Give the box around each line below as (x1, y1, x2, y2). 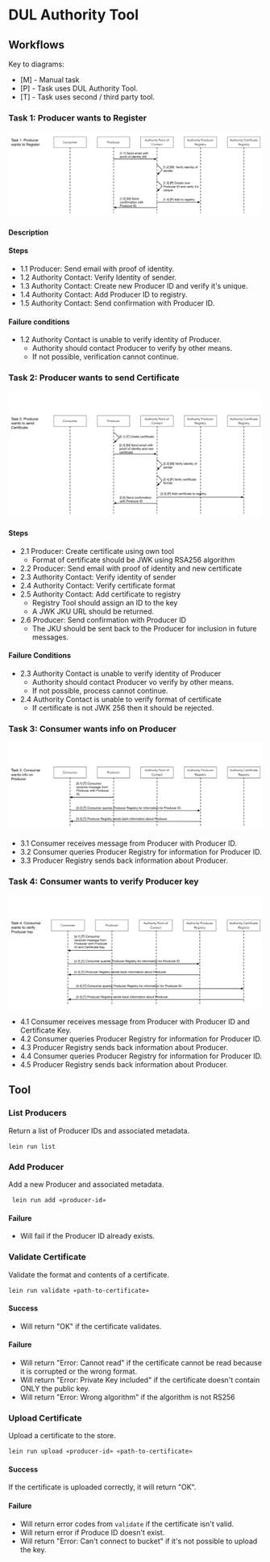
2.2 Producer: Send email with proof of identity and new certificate (19, 564, 243, 573)
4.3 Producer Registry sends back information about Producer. (19, 1043, 228, 1053)
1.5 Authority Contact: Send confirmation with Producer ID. (19, 298, 215, 308)
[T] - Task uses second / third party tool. (19, 92, 156, 102)
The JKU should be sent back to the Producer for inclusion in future (31, 623, 257, 633)
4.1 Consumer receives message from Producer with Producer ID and (19, 1017, 250, 1027)
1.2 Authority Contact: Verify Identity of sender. (19, 272, 177, 282)
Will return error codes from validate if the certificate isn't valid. (19, 1518, 235, 1529)
